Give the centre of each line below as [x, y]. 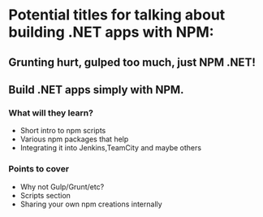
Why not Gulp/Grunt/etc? [62, 187]
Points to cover [39, 169]
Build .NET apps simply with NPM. [96, 90]
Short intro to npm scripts [63, 131]
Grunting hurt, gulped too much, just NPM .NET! [132, 62]
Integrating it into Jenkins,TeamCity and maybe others [110, 148]
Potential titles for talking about [117, 15]
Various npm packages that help [74, 139]
